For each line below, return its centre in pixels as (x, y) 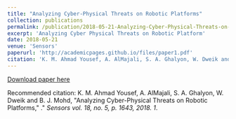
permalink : (23, 27)
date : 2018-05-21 (33, 40)
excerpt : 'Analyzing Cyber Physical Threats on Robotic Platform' (106, 33)
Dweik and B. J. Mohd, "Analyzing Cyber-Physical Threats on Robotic (108, 100)
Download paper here (39, 79)
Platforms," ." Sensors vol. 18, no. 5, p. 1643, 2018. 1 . (83, 107)
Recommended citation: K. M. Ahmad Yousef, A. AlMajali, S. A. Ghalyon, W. (116, 92)
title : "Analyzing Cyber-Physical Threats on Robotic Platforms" (105, 14)
